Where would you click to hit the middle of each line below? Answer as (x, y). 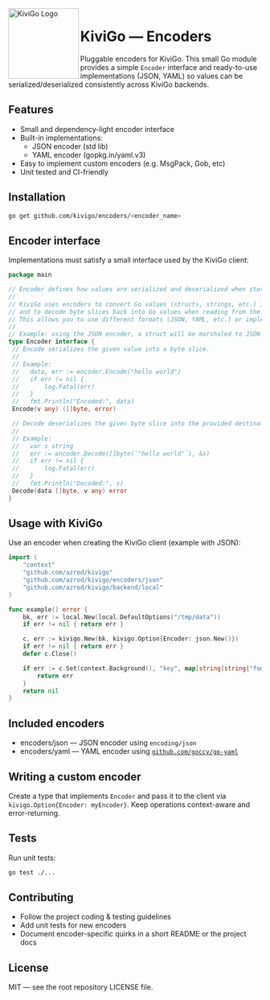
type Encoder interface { (51, 342)
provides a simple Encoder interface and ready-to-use (169, 67)
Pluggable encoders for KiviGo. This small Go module (168, 59)
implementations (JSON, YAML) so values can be (162, 76)
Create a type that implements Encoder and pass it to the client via (117, 796)
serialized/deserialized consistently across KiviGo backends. (109, 84)
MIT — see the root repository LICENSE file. (81, 987)
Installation (37, 198)
